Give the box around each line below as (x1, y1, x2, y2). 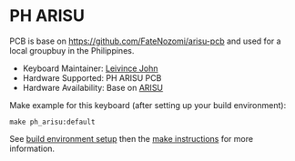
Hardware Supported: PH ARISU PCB (22, 72, 162, 83)
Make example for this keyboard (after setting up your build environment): (9, 99, 287, 110)
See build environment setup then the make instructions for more (9, 133, 253, 144)
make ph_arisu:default (9, 117, 96, 126)
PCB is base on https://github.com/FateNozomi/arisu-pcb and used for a (9, 35, 281, 46)
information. (9, 143, 56, 154)
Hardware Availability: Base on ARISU (22, 82, 164, 93)
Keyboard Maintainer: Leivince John (22, 63, 158, 74)
